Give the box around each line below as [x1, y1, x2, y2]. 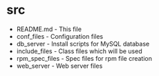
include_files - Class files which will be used [16, 47, 142, 55]
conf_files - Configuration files [16, 32, 104, 40]
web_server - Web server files [16, 61, 103, 70]
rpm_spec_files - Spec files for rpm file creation [16, 54, 153, 62]
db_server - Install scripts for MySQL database [16, 39, 150, 48]
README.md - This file [16, 25, 82, 33]
